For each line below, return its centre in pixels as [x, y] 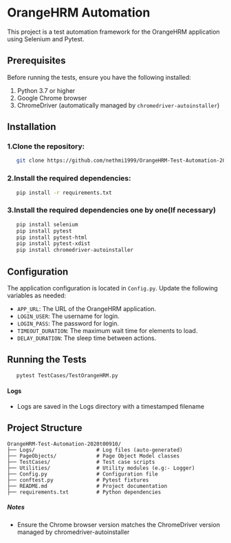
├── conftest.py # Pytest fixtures [78, 480]
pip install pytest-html [52, 237]
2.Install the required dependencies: [69, 178]
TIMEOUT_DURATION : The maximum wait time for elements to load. [107, 330]
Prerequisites [36, 61]
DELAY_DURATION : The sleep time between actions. [87, 338]
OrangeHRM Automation [79, 13]
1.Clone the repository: [46, 147]
